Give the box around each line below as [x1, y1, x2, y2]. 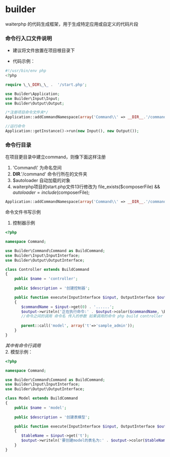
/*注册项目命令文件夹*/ [5, 110, 49, 115]
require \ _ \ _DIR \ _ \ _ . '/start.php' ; [5, 82, 87, 87]
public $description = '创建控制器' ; [14, 286, 90, 291]
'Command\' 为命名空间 [12, 165, 62, 171]
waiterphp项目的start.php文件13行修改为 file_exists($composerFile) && [12, 184, 160, 190]
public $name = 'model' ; [14, 405, 67, 410]
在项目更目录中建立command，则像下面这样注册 [5, 154, 106, 160]
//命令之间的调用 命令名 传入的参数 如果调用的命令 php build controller [21, 313, 163, 319]
